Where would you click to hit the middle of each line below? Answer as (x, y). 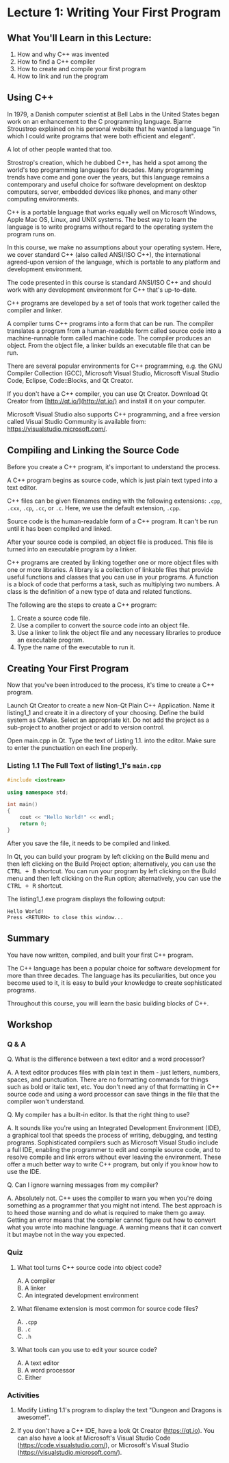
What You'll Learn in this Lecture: (79, 38)
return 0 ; (33, 824)
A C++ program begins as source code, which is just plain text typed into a (112, 480)
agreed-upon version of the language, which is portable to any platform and (114, 262)
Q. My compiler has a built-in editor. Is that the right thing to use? (98, 1115)
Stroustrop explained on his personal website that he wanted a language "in (114, 129)
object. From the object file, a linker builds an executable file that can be (109, 345)
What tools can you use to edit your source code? (87, 1349)
